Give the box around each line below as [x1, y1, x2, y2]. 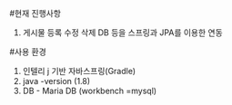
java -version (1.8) [22, 76, 91, 86]
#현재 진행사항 [9, 8, 62, 18]
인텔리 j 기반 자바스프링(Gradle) [22, 66, 136, 76]
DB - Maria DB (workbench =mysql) [22, 85, 157, 96]
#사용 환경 [9, 46, 47, 57]
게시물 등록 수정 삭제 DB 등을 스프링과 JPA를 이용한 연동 [22, 27, 223, 38]
